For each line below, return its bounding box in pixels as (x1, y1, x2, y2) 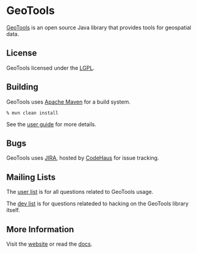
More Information (6, 224, 74, 235)
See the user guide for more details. (6, 120, 96, 128)
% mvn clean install (6, 110, 59, 116)
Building (6, 82, 38, 92)
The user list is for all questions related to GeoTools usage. (6, 188, 154, 196)
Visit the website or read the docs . (6, 240, 93, 248)
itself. (6, 207, 20, 214)
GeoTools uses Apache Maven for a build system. (6, 98, 131, 105)
